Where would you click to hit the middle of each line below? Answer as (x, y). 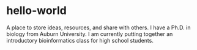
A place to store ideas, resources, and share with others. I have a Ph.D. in (98, 27)
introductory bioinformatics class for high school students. (80, 40)
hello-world (37, 11)
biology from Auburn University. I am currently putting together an (90, 34)
